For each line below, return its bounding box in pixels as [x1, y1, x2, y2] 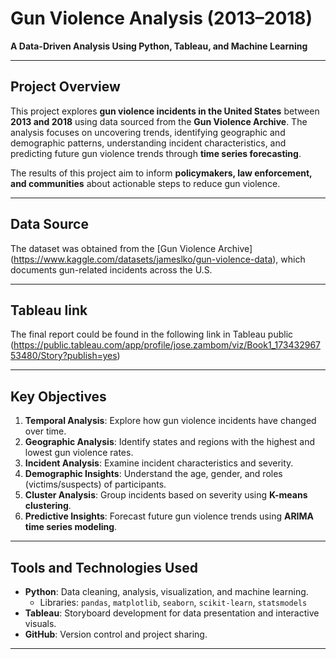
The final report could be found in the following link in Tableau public [10, 328, 294, 341]
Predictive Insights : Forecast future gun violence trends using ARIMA [24, 510, 315, 522]
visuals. [24, 618, 57, 629]
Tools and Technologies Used [10, 559, 198, 576]
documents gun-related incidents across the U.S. [10, 263, 213, 276]
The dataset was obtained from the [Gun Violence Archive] [10, 242, 253, 254]
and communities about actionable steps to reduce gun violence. [10, 177, 281, 189]
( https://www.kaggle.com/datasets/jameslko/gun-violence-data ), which [10, 253, 306, 265]
